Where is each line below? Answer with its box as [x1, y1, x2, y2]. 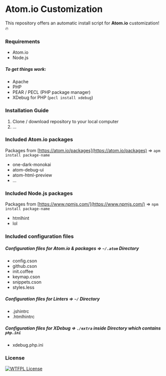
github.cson [12, 263, 37, 269]
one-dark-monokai [12, 161, 51, 168]
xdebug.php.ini [12, 342, 43, 348]
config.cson [12, 258, 37, 264]
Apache [12, 79, 29, 85]
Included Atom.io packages [5, 136, 73, 143]
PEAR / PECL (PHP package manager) [12, 89, 91, 95]
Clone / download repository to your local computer [12, 118, 119, 124]
